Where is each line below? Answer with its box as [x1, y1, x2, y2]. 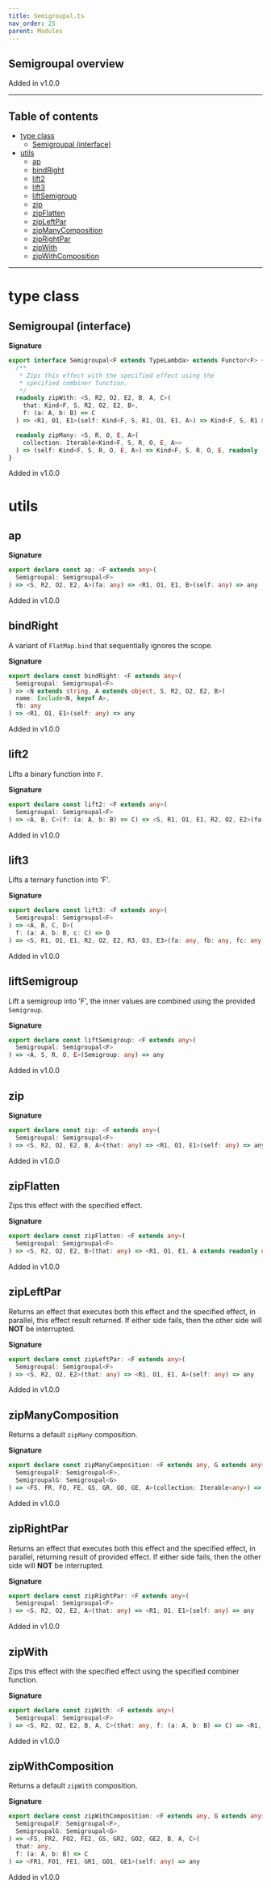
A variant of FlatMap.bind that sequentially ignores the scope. [8, 640, 214, 650]
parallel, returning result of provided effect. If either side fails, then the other [8, 1551, 261, 1562]
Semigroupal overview [8, 57, 125, 70]
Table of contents [8, 109, 98, 123]
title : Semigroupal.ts [8, 11, 85, 20]
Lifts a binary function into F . [8, 769, 103, 779]
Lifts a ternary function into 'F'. [8, 875, 110, 885]
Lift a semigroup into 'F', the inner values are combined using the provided [8, 996, 256, 1006]
